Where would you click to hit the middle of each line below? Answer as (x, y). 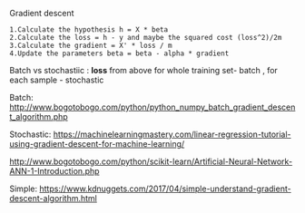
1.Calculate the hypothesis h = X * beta (89, 30)
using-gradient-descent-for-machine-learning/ (97, 144)
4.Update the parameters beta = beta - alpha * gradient (119, 53)
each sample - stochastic (57, 80)
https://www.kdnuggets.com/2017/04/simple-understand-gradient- (166, 189)
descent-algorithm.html (53, 198)
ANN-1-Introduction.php (54, 171)
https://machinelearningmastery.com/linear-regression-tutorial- (172, 134)
